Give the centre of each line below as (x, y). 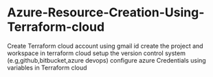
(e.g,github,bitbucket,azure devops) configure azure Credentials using (106, 60)
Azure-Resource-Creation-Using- (106, 13)
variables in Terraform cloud (47, 67)
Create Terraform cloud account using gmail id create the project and (105, 46)
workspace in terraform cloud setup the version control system (96, 53)
